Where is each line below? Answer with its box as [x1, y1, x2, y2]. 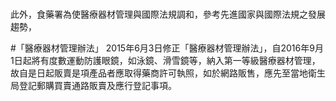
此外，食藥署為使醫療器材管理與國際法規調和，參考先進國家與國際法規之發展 [10, 8, 326, 21]
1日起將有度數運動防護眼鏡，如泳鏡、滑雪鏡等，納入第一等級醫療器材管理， [10, 55, 321, 67]
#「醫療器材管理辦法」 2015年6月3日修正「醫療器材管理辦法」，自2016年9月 [10, 42, 324, 54]
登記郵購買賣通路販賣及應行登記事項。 [18, 80, 177, 92]
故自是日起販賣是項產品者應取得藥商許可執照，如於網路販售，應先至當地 [10, 67, 308, 79]
